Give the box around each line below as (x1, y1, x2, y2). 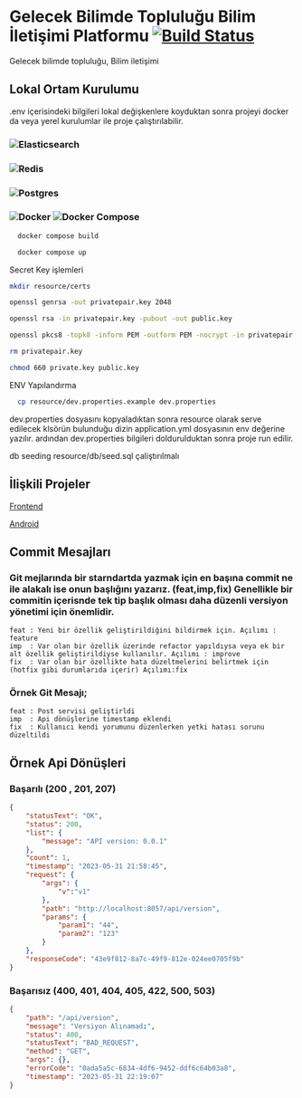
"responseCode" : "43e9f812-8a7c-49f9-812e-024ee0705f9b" (25, 954, 245, 963)
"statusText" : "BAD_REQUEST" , (25, 1038, 140, 1047)
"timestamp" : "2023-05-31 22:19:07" (25, 1072, 165, 1081)
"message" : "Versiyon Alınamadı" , (25, 1021, 156, 1031)
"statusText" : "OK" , (25, 812, 103, 821)
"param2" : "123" (57, 930, 119, 939)
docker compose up (17, 247, 88, 257)
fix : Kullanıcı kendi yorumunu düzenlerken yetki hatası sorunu (9, 722, 265, 732)
